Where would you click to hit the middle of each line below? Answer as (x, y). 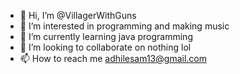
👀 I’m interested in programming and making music (124, 26)
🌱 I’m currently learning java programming (106, 36)
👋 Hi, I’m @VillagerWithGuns (78, 15)
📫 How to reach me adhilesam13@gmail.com (113, 58)
